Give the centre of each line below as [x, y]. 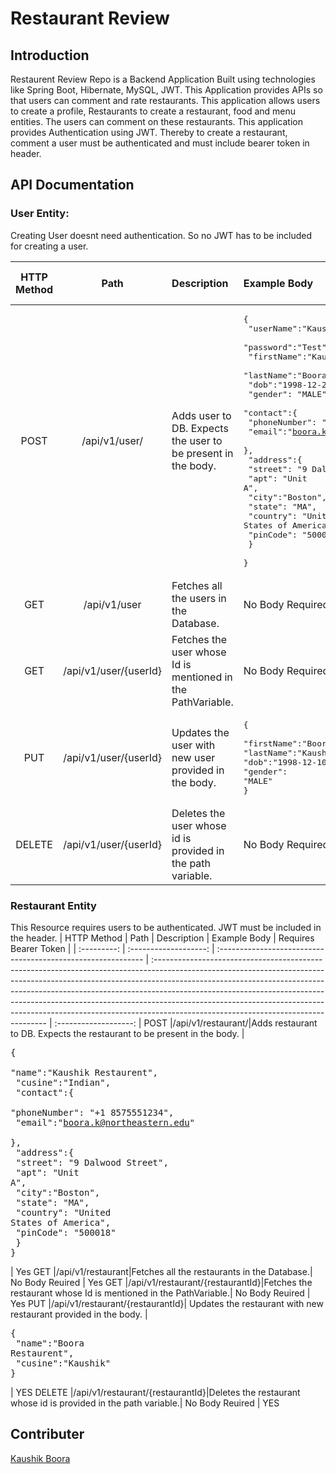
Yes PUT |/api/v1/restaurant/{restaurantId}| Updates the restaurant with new [167, 1303]
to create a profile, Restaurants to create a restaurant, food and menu [153, 111]
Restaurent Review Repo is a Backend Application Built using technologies [163, 79]
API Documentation [72, 185]
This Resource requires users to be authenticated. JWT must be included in [166, 927]
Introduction [50, 55]
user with [193, 745]
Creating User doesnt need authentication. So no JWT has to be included [161, 235]
